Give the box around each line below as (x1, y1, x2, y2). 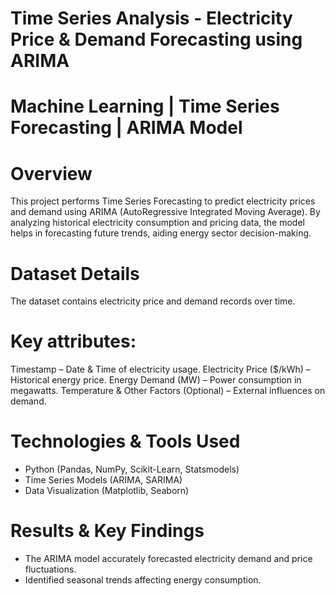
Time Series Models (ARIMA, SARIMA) (24, 474, 183, 486)
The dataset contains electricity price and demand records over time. (10, 295, 296, 307)
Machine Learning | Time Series (10, 95, 280, 118)
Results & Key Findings (10, 520, 205, 542)
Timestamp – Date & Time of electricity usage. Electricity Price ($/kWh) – (10, 363, 311, 376)
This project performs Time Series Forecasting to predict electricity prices (10, 195, 316, 207)
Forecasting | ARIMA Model (10, 117, 243, 139)
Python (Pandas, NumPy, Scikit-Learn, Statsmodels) (24, 463, 240, 476)
